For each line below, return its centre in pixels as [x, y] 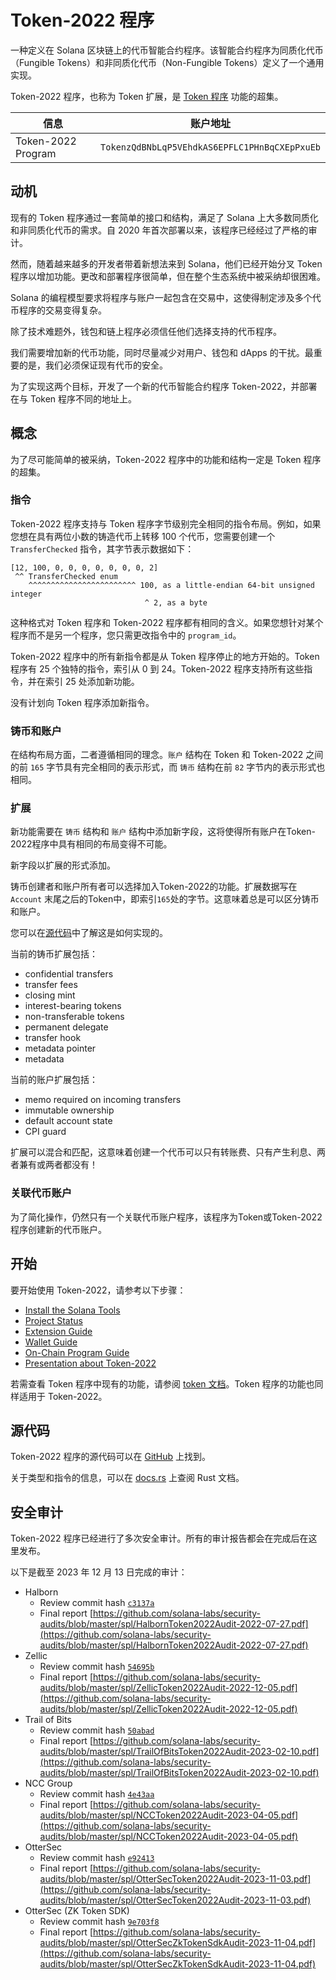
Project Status [53, 1320]
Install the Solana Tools [72, 1310]
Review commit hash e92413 [97, 1858]
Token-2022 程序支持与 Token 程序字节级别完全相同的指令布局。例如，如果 [166, 523]
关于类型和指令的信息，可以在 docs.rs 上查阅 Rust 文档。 [127, 1478]
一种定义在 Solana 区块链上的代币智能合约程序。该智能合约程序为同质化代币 [167, 50]
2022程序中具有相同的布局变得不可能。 [91, 844]
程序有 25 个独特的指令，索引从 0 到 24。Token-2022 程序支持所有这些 [157, 668]
